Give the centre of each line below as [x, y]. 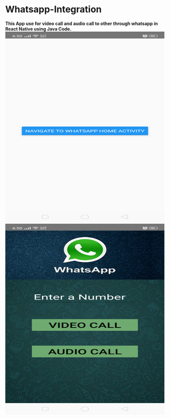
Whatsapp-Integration [53, 9]
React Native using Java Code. [38, 29]
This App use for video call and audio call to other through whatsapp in [82, 23]
